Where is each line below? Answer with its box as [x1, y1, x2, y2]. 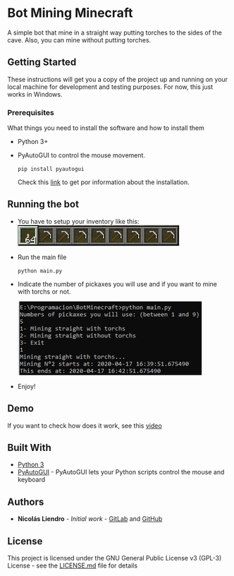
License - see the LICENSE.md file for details [7, 561, 138, 570]
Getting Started [7, 56, 77, 68]
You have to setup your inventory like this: [17, 217, 140, 225]
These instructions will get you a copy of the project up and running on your [7, 75, 228, 83]
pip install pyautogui [17, 166, 85, 173]
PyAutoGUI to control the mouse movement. [17, 151, 146, 160]
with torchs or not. [17, 287, 71, 296]
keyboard [17, 475, 46, 484]
